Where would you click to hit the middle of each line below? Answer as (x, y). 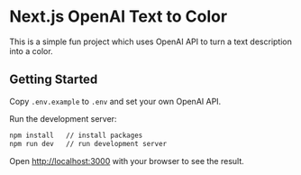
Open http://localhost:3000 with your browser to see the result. (127, 161)
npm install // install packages (76, 135)
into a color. (31, 51)
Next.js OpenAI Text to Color (119, 17)
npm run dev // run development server (88, 143)
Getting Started (54, 80)
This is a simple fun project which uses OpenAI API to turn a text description (151, 41)
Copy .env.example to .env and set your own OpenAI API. (115, 101)
